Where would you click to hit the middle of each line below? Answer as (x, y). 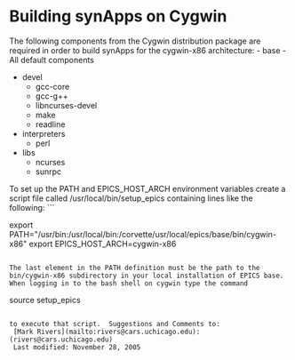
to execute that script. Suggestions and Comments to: (115, 324)
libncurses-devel (66, 105)
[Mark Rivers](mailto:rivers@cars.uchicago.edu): (107, 332)
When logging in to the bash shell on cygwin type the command (129, 283)
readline (50, 124)
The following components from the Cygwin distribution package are (135, 41)
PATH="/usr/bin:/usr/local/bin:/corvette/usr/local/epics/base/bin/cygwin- (143, 234)
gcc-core (52, 86)
